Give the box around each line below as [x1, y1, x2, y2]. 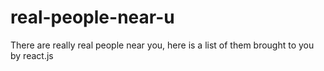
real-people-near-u [10, 6, 175, 29]
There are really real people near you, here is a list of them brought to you [10, 39, 315, 51]
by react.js [10, 49, 54, 61]
